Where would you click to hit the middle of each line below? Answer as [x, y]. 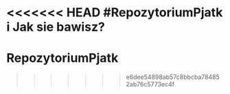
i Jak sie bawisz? [56, 27]
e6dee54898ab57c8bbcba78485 [173, 77]
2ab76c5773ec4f [150, 84]
